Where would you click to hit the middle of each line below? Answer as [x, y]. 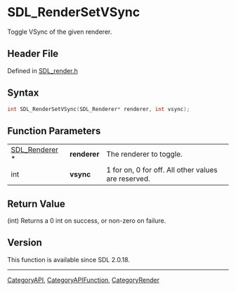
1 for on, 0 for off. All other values [162, 170]
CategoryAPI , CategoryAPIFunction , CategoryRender [84, 280]
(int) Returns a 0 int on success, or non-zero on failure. [87, 221]
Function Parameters [54, 131]
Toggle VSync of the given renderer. [60, 32]
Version [25, 243]
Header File [33, 54]
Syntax [23, 93]
